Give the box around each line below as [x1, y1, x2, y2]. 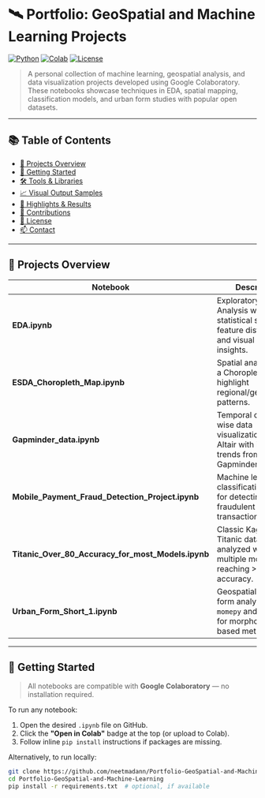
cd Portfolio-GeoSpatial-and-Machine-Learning [8, 775, 164, 783]
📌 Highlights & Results [19, 199, 92, 208]
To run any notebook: [8, 705, 78, 714]
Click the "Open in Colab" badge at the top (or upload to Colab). [19, 729, 230, 738]
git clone [8, 768, 41, 776]
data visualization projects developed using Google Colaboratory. [27, 77, 241, 87]
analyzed [216, 543, 251, 554]
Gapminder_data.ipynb [12, 434, 100, 445]
